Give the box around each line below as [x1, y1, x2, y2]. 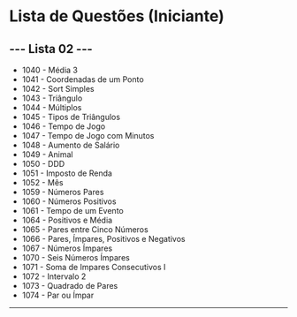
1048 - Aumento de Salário [21, 140, 120, 150]
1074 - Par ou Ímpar [21, 290, 95, 300]
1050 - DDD [21, 159, 65, 169]
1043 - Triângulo [21, 93, 83, 103]
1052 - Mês [21, 177, 64, 187]
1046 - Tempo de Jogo [21, 121, 106, 132]
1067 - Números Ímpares [21, 243, 113, 253]
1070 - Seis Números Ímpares [21, 253, 130, 262]
